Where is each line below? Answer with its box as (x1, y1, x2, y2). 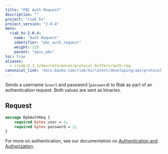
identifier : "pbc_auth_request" (14, 40, 81, 45)
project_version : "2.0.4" (5, 21, 59, 27)
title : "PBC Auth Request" (5, 7, 61, 13)
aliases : (5, 59, 23, 64)
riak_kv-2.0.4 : (9, 31, 41, 36)
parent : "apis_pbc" (14, 49, 55, 54)
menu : (5, 26, 16, 31)
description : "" (5, 12, 39, 17)
